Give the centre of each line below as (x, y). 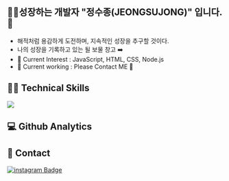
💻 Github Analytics (50, 126)
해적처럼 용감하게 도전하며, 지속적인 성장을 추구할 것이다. (93, 40)
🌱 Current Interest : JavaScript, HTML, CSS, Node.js (91, 59)
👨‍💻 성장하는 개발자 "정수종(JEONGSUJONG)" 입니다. (115, 12)
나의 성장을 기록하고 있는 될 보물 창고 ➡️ (70, 49)
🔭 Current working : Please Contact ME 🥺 (75, 67)
